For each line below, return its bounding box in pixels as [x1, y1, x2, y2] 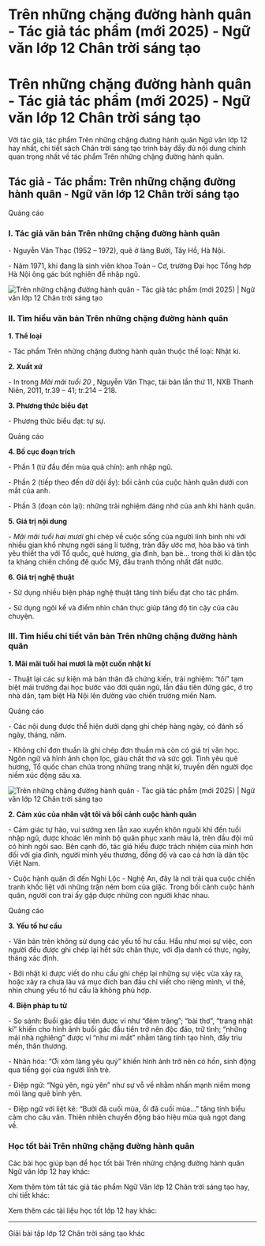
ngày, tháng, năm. [8, 730, 67, 739]
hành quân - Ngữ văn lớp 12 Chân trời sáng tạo [8, 187, 240, 201]
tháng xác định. [8, 953, 59, 962]
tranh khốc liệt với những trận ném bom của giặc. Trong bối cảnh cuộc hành [8, 882, 255, 891]
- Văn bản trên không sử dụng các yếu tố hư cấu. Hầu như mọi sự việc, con [8, 936, 252, 946]
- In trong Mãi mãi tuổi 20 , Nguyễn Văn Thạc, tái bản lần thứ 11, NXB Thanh [8, 377, 254, 387]
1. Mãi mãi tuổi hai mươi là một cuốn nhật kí [8, 659, 151, 668]
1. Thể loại [8, 330, 42, 341]
